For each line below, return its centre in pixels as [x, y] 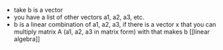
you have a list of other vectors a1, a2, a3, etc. [79, 17]
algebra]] [27, 39]
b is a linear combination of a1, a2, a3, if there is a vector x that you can [115, 24]
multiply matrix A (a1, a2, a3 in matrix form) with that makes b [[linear [112, 32]
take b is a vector [38, 10]
